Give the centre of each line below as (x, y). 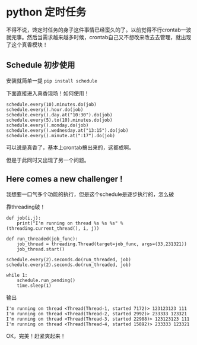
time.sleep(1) (34, 286)
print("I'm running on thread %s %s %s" (67, 223)
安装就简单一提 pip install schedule (52, 80)
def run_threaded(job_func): (42, 239)
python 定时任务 (46, 12)
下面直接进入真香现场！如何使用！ (48, 93)
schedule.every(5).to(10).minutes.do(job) (59, 120)
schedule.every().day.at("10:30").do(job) (59, 115)
